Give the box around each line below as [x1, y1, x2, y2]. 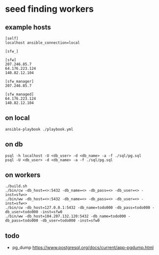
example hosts [5, 23, 52, 31]
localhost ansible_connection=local [5, 40, 80, 45]
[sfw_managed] [5, 92, 34, 97]
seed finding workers [5, 3, 94, 15]
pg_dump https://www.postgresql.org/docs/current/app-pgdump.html [12, 245, 154, 251]
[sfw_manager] [5, 79, 34, 84]
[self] [5, 36, 19, 41]
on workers [5, 171, 41, 179]
